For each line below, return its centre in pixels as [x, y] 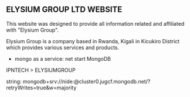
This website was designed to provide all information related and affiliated [95, 23]
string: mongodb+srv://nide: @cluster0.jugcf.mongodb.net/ [77, 81]
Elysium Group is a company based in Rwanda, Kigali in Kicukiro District [93, 41]
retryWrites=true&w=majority [41, 88]
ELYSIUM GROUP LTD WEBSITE [64, 10]
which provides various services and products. [62, 47]
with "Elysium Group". [33, 30]
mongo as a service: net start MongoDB [63, 58]
